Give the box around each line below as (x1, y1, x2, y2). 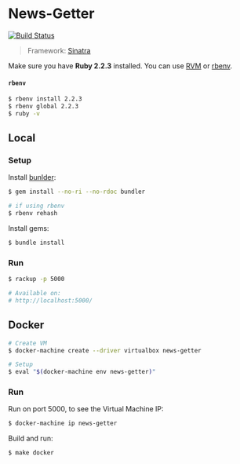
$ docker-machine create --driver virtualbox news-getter (8, 346, 202, 354)
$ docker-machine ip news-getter (8, 419, 118, 428)
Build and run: (8, 433, 53, 444)
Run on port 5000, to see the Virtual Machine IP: (8, 404, 164, 414)
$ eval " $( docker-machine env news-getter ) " (8, 368, 156, 376)
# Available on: (8, 290, 61, 298)
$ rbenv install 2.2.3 (8, 95, 82, 103)
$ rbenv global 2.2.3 (8, 103, 79, 111)
